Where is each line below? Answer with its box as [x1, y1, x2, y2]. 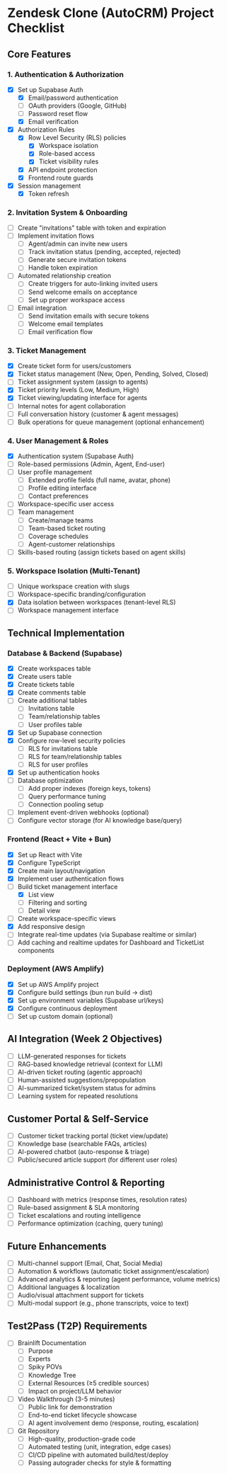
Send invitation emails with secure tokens [28, 312, 150, 320]
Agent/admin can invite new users [28, 239, 128, 248]
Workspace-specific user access [17, 500, 115, 508]
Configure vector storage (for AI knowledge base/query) [17, 816, 182, 825]
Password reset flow [28, 110, 88, 118]
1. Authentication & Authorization [7, 69, 124, 79]
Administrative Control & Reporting [7, 1177, 165, 1189]
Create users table [17, 673, 72, 681]
